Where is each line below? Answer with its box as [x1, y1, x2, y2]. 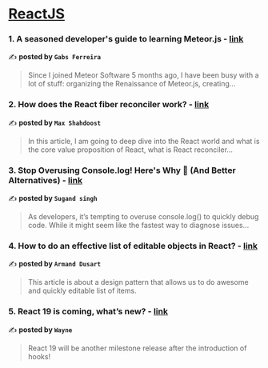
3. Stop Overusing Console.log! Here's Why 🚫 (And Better [8, 165, 236, 176]
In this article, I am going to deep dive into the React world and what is [27, 136, 260, 146]
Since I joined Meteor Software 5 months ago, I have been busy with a [27, 70, 259, 80]
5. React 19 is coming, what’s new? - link [8, 306, 168, 317]
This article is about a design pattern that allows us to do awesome [27, 278, 250, 287]
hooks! [27, 351, 50, 361]
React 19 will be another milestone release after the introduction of [27, 343, 247, 353]
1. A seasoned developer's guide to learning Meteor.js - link [8, 34, 244, 45]
